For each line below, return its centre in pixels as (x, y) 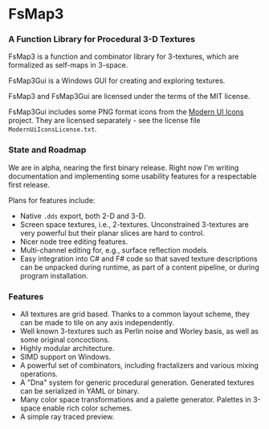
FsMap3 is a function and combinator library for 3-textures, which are (124, 56)
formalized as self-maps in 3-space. (68, 65)
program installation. (54, 275)
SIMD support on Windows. (65, 357)
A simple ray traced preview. (67, 417)
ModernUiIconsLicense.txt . (53, 129)
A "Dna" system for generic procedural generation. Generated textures (137, 382)
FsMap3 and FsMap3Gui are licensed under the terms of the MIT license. (129, 97)
